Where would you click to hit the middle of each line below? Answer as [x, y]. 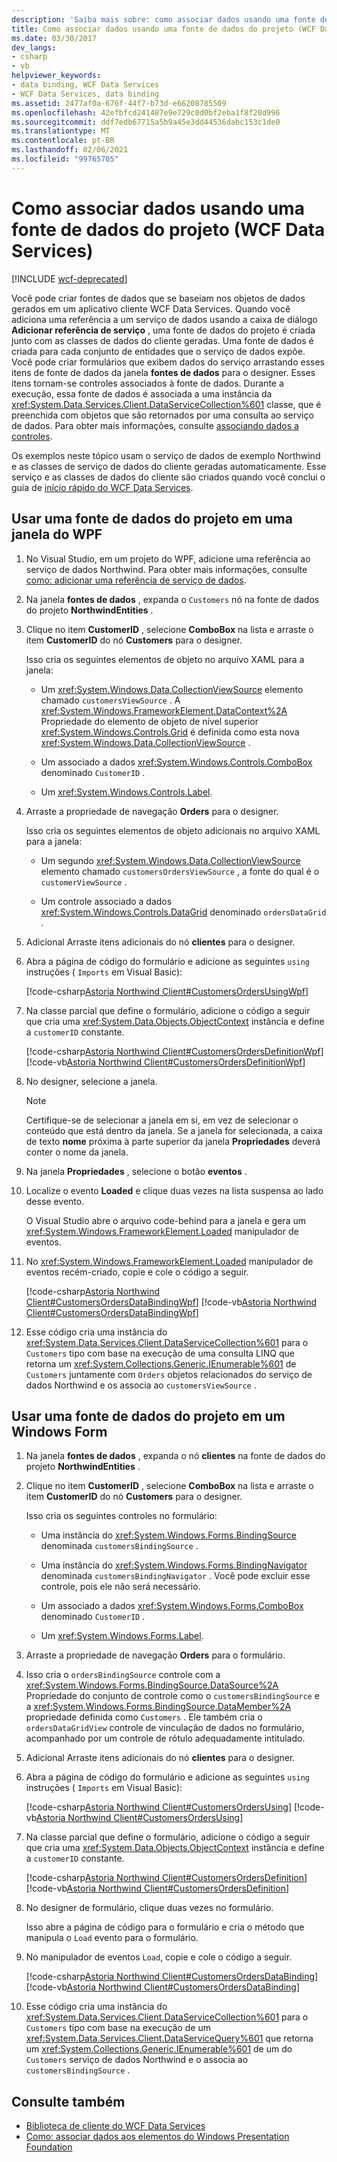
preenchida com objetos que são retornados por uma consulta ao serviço [162, 415]
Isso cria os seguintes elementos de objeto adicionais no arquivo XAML [173, 830]
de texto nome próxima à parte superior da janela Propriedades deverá [173, 1141]
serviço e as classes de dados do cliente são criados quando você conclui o [168, 477]
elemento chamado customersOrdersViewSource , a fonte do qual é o [180, 871]
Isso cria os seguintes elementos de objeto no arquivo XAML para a [165, 659]
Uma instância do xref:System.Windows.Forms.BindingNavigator [174, 1565]
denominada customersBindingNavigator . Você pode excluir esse [175, 1576]
